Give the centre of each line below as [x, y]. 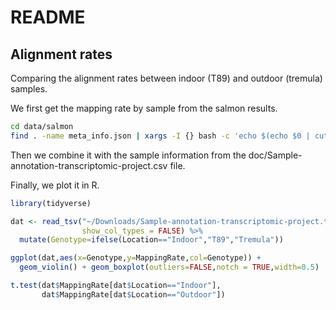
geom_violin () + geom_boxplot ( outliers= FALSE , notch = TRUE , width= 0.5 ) [169, 267]
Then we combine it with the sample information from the [128, 155]
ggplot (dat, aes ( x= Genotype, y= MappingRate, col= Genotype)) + [136, 258]
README [48, 17]
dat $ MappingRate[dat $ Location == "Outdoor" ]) [133, 294]
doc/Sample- [275, 155]
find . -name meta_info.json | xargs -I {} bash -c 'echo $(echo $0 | [160, 136]
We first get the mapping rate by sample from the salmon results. [144, 108]
